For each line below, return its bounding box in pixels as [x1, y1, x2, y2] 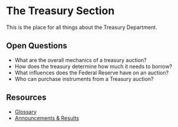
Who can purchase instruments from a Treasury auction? [14, 75, 154, 82]
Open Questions [6, 41, 67, 51]
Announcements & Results [14, 114, 79, 122]
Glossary [14, 108, 37, 115]
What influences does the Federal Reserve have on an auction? [14, 69, 169, 76]
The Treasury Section [6, 4, 115, 18]
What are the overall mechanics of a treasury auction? [14, 56, 147, 63]
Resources [6, 93, 47, 103]
